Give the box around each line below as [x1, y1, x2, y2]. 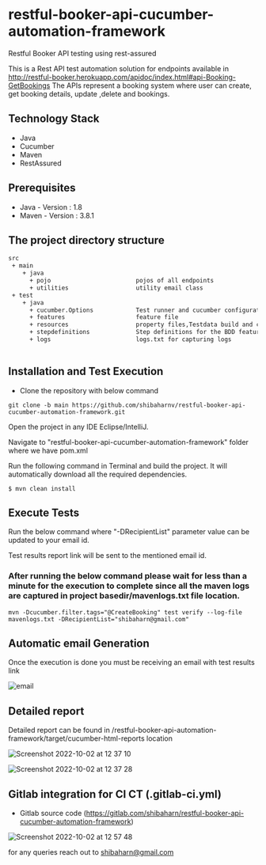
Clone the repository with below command [19, 385, 159, 395]
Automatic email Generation [8, 637, 150, 651]
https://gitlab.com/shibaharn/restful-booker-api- [85, 809, 244, 818]
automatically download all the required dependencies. [8, 469, 188, 479]
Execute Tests [8, 506, 80, 519]
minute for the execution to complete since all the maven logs [8, 580, 250, 591]
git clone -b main [8, 401, 69, 409]
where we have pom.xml [8, 446, 89, 455]
